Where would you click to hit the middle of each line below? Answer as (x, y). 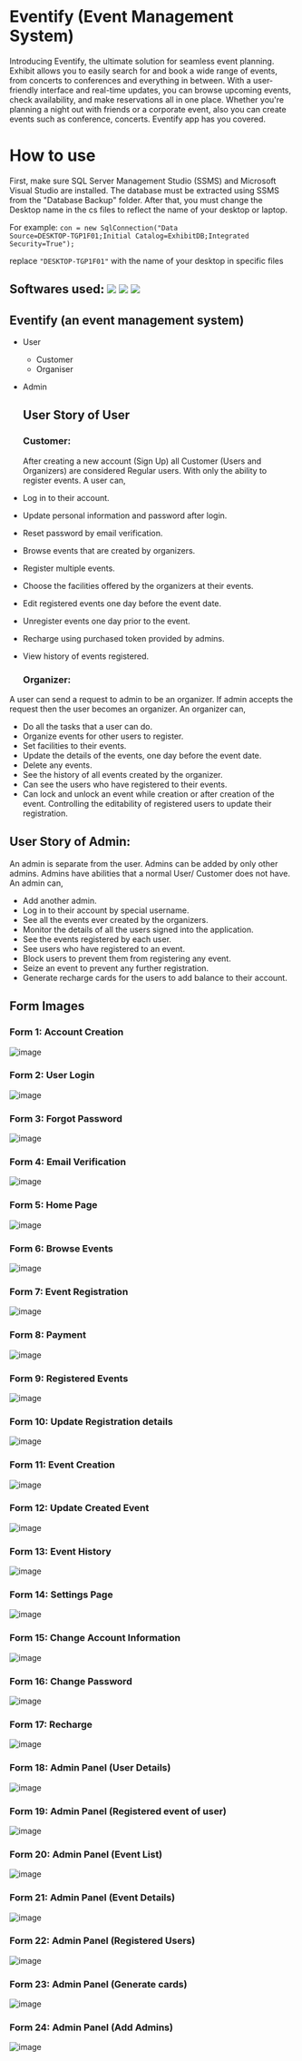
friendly (24, 90)
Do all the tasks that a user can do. (87, 727)
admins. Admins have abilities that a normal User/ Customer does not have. (150, 873)
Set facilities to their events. (74, 746)
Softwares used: (57, 289)
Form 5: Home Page (54, 1205)
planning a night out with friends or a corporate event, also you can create (148, 109)
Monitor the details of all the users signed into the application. (138, 929)
